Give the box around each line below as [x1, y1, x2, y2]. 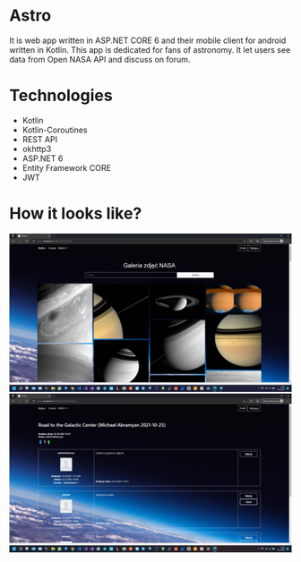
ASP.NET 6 [21, 153, 64, 164]
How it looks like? [9, 203, 142, 224]
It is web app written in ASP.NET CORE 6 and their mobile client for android [9, 35, 287, 46]
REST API [21, 133, 58, 144]
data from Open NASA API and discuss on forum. [9, 54, 191, 64]
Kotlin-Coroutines [21, 124, 88, 135]
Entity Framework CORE [21, 162, 112, 173]
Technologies [9, 86, 114, 106]
